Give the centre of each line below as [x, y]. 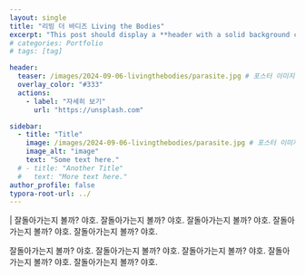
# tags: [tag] [36, 52]
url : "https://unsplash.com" [89, 109]
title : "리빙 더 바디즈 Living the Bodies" [87, 26]
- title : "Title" [50, 135]
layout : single [38, 18]
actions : [34, 93]
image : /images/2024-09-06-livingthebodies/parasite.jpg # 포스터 [151, 143]
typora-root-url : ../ [50, 194]
